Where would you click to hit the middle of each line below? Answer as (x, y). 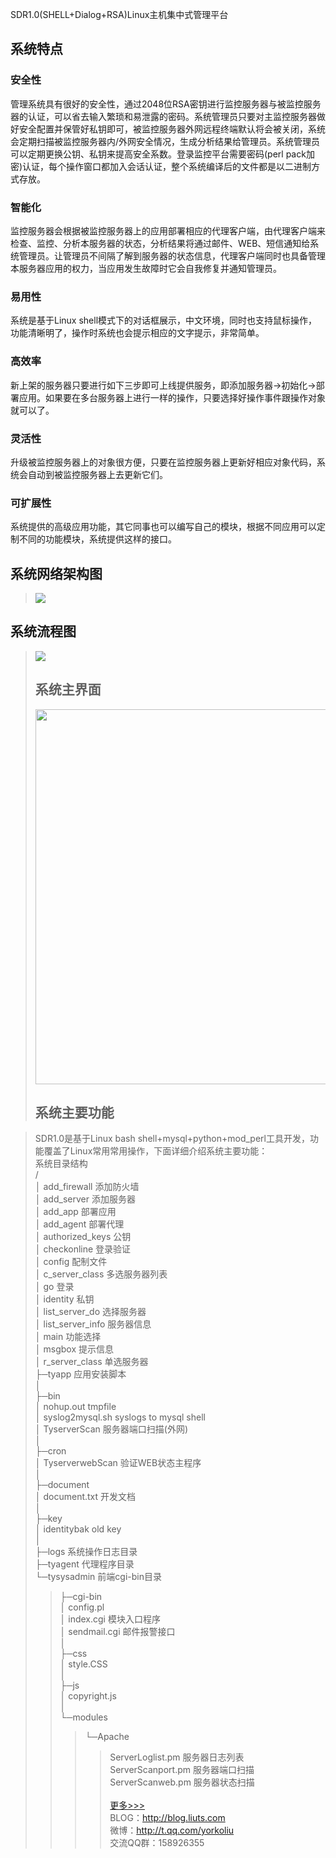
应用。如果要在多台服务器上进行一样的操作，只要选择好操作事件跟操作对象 (172, 397)
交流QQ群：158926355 (157, 1843)
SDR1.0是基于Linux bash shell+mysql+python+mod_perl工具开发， (172, 1139)
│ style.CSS (83, 1664)
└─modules (83, 1717)
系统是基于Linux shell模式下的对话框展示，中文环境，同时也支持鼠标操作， (164, 320)
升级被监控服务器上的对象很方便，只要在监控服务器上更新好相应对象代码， (163, 462)
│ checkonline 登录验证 (83, 1249)
